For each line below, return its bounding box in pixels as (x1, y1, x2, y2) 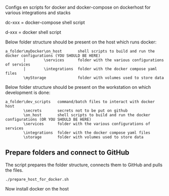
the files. (5, 167, 24, 173)
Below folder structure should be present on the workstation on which (5, 84, 151, 90)
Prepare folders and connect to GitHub (5, 149, 130, 157)
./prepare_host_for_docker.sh (5, 177, 69, 182)
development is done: (5, 89, 51, 95)
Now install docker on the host (5, 185, 69, 191)
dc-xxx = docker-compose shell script (5, 20, 85, 25)
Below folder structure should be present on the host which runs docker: (5, 39, 157, 45)
